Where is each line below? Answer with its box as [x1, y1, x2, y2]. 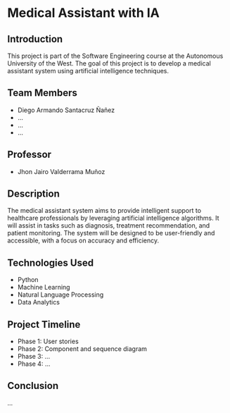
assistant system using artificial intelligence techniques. [7, 67, 170, 75]
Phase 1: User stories [17, 337, 79, 346]
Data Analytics [17, 298, 60, 307]
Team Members [7, 87, 77, 99]
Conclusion [7, 380, 59, 392]
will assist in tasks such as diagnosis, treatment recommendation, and [7, 221, 210, 230]
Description [7, 188, 60, 200]
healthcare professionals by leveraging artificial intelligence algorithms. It [7, 214, 219, 223]
